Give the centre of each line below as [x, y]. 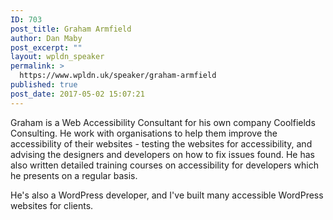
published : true [44, 85]
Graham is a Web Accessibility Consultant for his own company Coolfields [163, 122]
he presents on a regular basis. [74, 175]
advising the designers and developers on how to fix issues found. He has [162, 154]
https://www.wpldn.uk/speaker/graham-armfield [118, 76]
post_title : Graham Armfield [71, 29]
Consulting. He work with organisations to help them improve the [144, 133]
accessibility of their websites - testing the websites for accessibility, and [161, 143]
